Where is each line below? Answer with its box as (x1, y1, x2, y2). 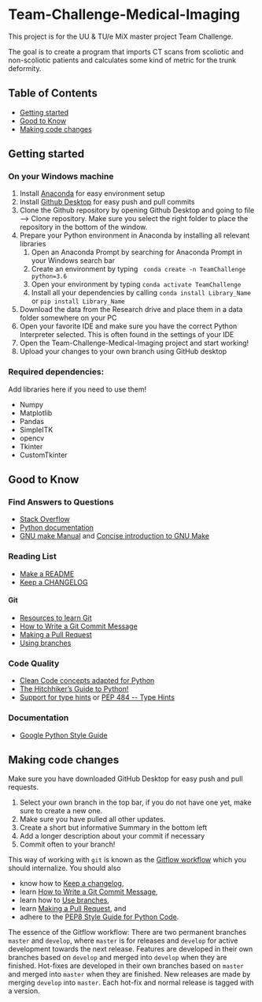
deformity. (8, 63, 42, 73)
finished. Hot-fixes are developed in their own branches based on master (8, 961, 244, 970)
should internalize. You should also (8, 863, 121, 873)
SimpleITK (19, 425, 54, 434)
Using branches (19, 638, 72, 647)
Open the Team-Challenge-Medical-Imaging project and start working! (19, 338, 249, 348)
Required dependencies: (8, 366, 105, 377)
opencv (19, 433, 45, 443)
